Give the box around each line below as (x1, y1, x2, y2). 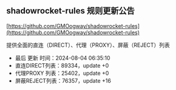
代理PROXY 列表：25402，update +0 (15, 69, 109, 77)
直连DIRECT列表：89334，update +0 (15, 61, 109, 69)
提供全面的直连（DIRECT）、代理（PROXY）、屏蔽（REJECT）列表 (6, 41, 170, 49)
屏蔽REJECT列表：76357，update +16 (15, 77, 111, 84)
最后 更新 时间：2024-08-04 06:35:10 (15, 54, 110, 61)
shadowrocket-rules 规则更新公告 (6, 5, 135, 16)
